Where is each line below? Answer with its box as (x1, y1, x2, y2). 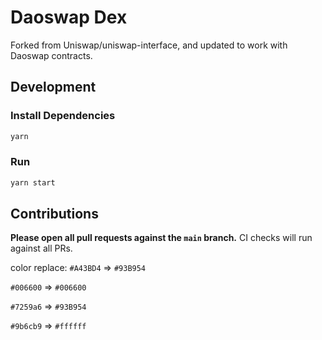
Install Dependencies (10, 109, 116, 123)
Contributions (10, 206, 99, 223)
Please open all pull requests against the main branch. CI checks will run (10, 232, 313, 244)
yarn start (10, 177, 56, 188)
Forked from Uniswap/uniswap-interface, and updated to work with (10, 39, 288, 51)
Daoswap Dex (10, 6, 128, 29)
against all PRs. (10, 242, 73, 255)
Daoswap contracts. (10, 49, 93, 61)
